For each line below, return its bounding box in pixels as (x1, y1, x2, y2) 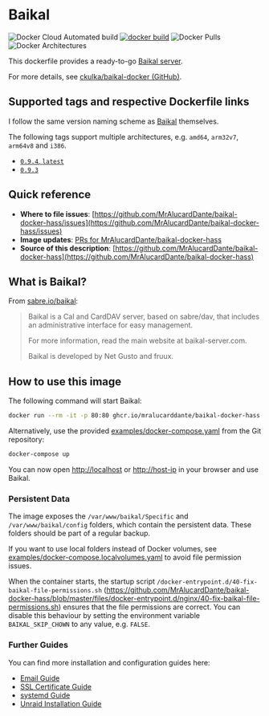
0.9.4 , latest (19, 156, 64, 165)
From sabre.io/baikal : (8, 296, 79, 306)
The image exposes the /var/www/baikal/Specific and (8, 511, 189, 521)
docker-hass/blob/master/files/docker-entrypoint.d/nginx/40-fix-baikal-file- (8, 594, 260, 604)
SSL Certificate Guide (19, 681, 92, 691)
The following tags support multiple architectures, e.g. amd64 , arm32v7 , (8, 132, 239, 141)
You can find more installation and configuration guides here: (8, 657, 210, 667)
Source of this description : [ (19, 243, 116, 253)
